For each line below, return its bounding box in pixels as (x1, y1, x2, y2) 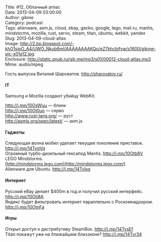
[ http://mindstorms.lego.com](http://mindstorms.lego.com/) (5, 161, 126, 167)
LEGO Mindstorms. (5, 156, 43, 162)
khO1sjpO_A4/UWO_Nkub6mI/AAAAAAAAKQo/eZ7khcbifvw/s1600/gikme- (5, 46, 156, 51)
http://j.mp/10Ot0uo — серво (5, 108, 64, 114)
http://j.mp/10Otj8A (5, 194, 44, 199)
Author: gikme (5, 15, 34, 20)
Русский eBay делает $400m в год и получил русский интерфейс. (5, 188, 143, 194)
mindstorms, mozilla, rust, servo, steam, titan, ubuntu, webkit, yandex (5, 30, 146, 36)
